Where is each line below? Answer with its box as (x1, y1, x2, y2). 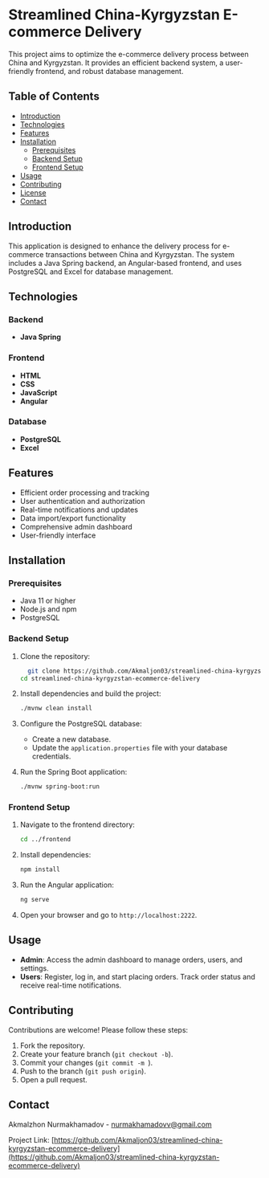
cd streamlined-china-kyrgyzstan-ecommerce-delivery (19, 674, 201, 682)
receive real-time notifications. (19, 980, 122, 990)
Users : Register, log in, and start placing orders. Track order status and (19, 971, 255, 981)
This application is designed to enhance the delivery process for (8, 241, 221, 251)
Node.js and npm (19, 604, 77, 614)
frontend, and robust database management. (35, 66, 184, 76)
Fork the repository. (19, 1041, 86, 1050)
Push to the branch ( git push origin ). (19, 1066, 147, 1076)
